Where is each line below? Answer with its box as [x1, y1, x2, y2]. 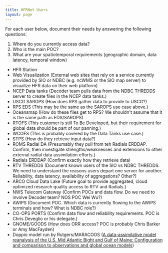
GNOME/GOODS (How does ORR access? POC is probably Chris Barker [12, 221, 160, 227]
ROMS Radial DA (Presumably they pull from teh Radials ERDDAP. [12, 141, 147, 147]
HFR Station [12, 66, 37, 73]
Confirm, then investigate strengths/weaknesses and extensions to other [12, 146, 162, 152]
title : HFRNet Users [5, 7, 48, 13]
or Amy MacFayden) [12, 226, 54, 232]
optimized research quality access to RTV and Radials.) [12, 183, 126, 189]
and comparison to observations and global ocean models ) [12, 242, 134, 248]
